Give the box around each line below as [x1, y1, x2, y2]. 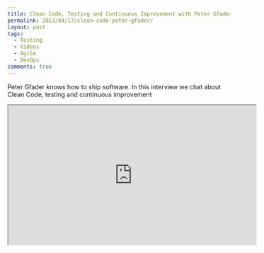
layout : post [7, 23, 46, 30]
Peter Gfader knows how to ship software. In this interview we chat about [7, 82, 222, 91]
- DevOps [13, 57, 40, 64]
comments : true [7, 63, 52, 70]
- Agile [13, 50, 37, 57]
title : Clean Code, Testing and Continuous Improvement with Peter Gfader [7, 10, 233, 18]
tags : [7, 30, 23, 38]
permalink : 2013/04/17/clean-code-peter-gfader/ [7, 17, 154, 24]
